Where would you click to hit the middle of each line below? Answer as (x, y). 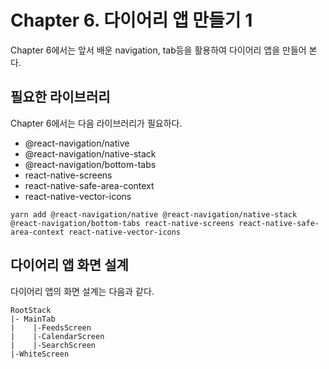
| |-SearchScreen (53, 345)
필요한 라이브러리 (60, 97)
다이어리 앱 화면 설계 (69, 265)
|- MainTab (33, 319)
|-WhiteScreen (40, 354)
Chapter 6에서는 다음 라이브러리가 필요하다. (96, 123)
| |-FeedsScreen (51, 327)
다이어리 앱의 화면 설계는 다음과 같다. (82, 291)
